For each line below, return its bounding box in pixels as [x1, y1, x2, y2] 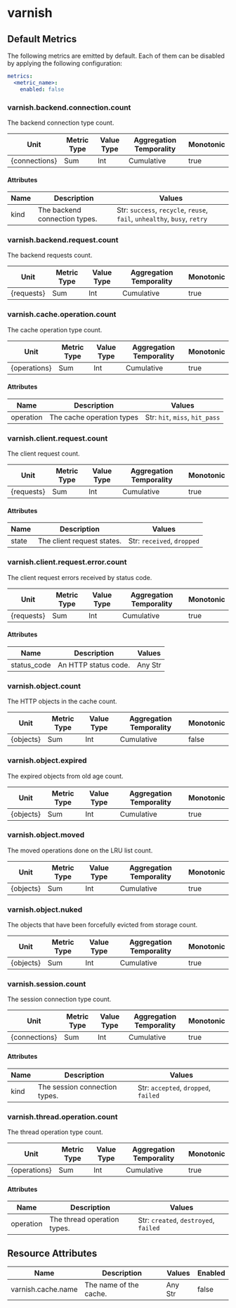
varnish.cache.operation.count [7, 310, 117, 320]
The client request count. [7, 449, 80, 458]
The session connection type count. [7, 995, 112, 1004]
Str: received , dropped [128, 536, 200, 546]
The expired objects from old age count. [7, 772, 124, 780]
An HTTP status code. [58, 660, 131, 669]
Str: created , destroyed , [138, 1216, 215, 1226]
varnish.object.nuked [7, 905, 83, 914]
